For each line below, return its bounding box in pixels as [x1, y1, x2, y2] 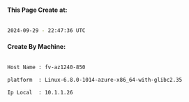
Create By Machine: [7, 42, 66, 50]
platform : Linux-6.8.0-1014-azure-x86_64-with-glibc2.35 [7, 77, 183, 84]
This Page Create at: [7, 6, 68, 14]
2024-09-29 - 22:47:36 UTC [7, 27, 86, 34]
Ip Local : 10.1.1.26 [7, 89, 73, 96]
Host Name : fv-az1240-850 [7, 64, 86, 71]
